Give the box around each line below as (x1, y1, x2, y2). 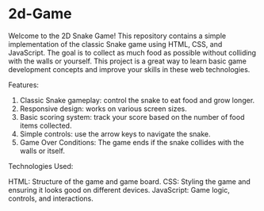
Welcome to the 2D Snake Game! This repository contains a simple (8, 31, 227, 40)
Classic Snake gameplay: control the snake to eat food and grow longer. (19, 95, 255, 105)
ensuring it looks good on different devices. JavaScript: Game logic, (8, 185, 230, 194)
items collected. (19, 121, 72, 130)
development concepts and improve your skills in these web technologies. (8, 64, 251, 74)
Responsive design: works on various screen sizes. (19, 104, 188, 113)
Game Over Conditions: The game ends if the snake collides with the (19, 137, 244, 147)
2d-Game (8, 5, 72, 23)
